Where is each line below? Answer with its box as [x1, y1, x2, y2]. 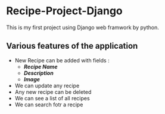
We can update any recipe [14, 82, 80, 89]
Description [23, 69, 54, 77]
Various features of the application [6, 41, 138, 51]
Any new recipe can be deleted [14, 88, 92, 96]
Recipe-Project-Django [6, 4, 123, 18]
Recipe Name [23, 63, 58, 70]
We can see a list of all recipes [14, 94, 91, 102]
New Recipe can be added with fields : [14, 56, 110, 64]
